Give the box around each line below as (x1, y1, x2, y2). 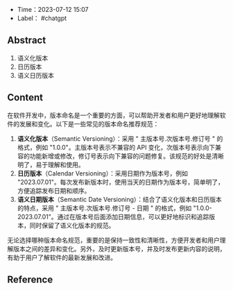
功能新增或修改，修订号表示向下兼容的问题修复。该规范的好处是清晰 (29, 151, 224, 160)
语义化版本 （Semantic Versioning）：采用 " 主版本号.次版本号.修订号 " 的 (17, 134, 223, 143)
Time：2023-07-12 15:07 (17, 6, 89, 13)
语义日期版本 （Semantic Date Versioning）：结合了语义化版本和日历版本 (17, 195, 222, 203)
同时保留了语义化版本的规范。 (29, 221, 115, 230)
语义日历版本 (17, 71, 54, 79)
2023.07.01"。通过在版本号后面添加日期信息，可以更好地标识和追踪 (17, 212, 209, 221)
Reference (7, 274, 53, 286)
